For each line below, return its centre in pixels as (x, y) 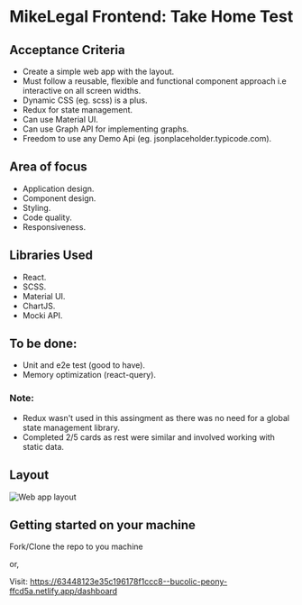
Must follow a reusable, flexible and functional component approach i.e (154, 81)
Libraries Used (51, 256)
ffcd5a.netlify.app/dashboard (64, 591)
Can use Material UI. (60, 119)
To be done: (43, 344)
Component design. (59, 198)
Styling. (37, 207)
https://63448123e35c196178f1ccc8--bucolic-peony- (129, 582)
